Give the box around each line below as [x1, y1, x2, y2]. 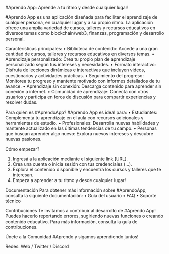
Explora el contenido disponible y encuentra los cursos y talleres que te [12, 167, 161, 172]
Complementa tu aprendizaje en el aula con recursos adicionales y [5, 115, 144, 121]
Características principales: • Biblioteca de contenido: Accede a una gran [5, 46, 158, 51]
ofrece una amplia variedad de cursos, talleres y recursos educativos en [5, 25, 155, 31]
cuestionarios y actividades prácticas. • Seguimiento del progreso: [5, 72, 144, 78]
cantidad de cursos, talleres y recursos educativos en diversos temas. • [5, 51, 155, 57]
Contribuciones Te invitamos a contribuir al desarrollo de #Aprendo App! [5, 208, 156, 213]
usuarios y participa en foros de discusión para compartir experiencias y [5, 94, 156, 100]
